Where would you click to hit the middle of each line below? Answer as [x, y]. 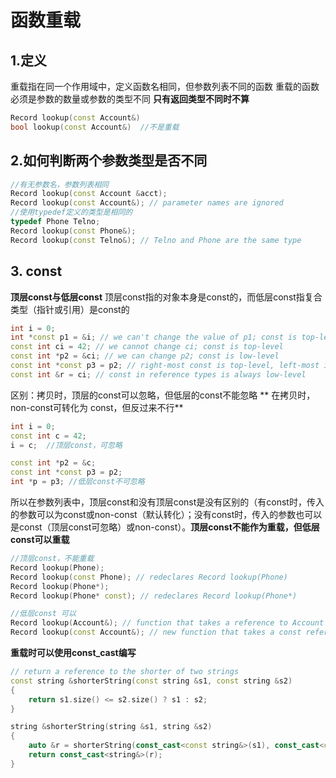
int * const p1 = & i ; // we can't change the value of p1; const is [154, 337]
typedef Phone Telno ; [55, 222]
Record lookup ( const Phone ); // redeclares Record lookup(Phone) [149, 577]
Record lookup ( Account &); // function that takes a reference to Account [167, 623]
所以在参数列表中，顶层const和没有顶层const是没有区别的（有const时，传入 [167, 502]
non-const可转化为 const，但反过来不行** [97, 407]
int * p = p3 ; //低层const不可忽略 [77, 482]
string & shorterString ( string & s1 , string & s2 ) [111, 727]
